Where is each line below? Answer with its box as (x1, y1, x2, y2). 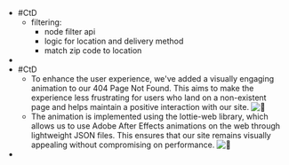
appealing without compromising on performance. (30, 139, 215, 150)
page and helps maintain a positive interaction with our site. (30, 102, 250, 112)
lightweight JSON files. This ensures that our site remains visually (30, 130, 271, 140)
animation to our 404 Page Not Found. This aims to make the (30, 83, 254, 93)
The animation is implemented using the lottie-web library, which (30, 111, 269, 122)
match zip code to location (44, 45, 142, 56)
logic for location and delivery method (44, 35, 184, 46)
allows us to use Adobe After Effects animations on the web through (30, 121, 281, 131)
